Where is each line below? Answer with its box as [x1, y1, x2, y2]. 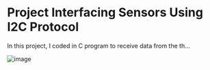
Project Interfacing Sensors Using [7, 5, 204, 20]
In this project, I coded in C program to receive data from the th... [7, 41, 190, 50]
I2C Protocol [7, 19, 79, 35]
